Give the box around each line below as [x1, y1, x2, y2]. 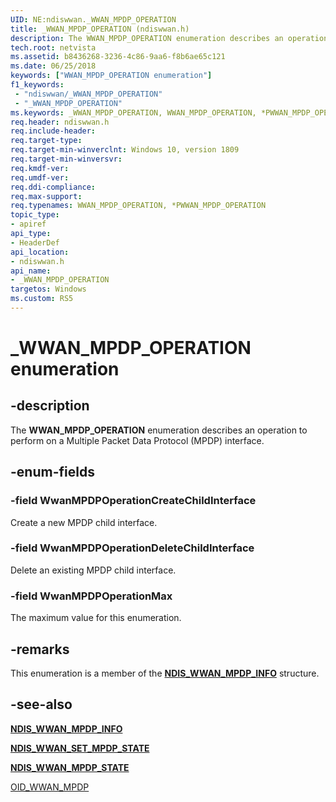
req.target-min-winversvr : [10, 154, 123, 164]
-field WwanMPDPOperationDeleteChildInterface [10, 541, 255, 555]
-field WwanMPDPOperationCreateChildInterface [10, 494, 257, 508]
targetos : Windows [10, 284, 87, 295]
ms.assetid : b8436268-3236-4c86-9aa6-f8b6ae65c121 [10, 52, 226, 62]
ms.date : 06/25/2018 [10, 61, 97, 71]
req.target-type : [10, 136, 83, 146]
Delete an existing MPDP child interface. [10, 564, 177, 576]
